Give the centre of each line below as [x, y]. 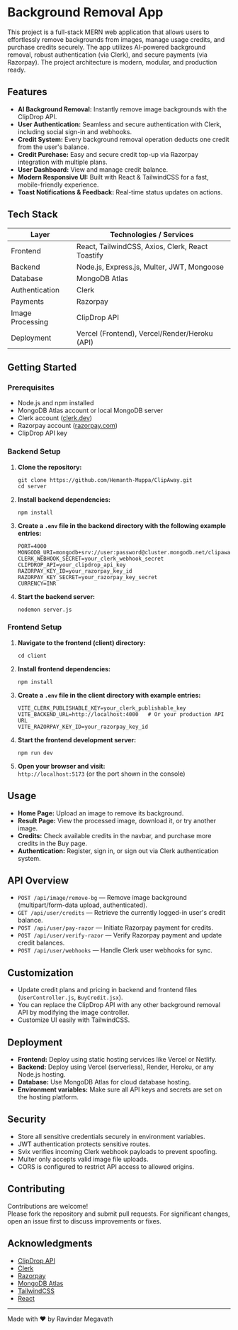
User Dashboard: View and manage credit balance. [93, 169]
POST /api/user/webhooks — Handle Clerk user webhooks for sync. [115, 950]
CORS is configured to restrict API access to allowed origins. [106, 1166]
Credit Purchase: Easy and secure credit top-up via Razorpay [108, 154]
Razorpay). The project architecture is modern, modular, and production [112, 62]
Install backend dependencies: [64, 499]
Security [27, 1120]
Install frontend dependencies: [64, 669]
